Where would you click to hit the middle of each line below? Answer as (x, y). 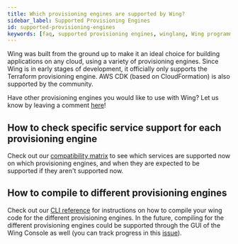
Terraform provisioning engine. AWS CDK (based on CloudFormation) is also (119, 77)
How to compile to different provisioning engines (117, 193)
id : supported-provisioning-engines (61, 27)
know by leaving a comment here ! (57, 105)
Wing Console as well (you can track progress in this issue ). (95, 233)
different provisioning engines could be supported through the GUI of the (114, 225)
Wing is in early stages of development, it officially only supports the (107, 69)
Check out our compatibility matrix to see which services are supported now (119, 156)
